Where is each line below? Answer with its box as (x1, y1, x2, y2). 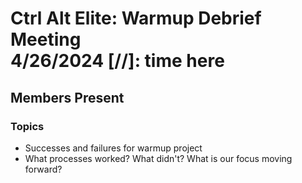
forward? (24, 163, 63, 175)
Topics (10, 119, 45, 133)
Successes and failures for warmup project (24, 142, 203, 154)
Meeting (10, 28, 82, 51)
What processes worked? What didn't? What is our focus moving (24, 152, 293, 164)
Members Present (10, 89, 125, 106)
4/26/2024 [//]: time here (10, 50, 225, 72)
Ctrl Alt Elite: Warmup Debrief (10, 7, 262, 30)
